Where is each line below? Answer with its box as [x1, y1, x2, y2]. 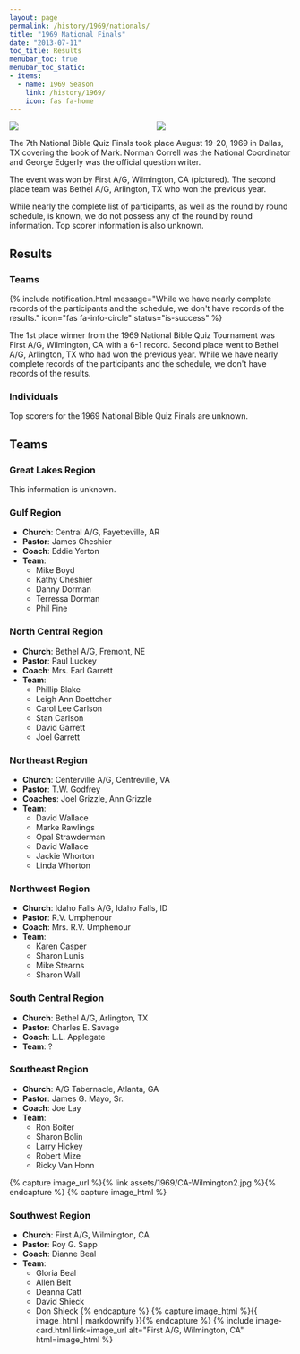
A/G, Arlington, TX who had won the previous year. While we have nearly [9, 349, 279, 360]
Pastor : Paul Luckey [21, 655, 97, 666]
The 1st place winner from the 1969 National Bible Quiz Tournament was [9, 330, 276, 341]
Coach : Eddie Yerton [21, 546, 100, 557]
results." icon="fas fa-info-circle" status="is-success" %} [9, 313, 223, 324]
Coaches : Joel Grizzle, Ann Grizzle [21, 793, 152, 803]
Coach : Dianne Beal [21, 1248, 97, 1260]
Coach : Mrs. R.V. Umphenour [21, 922, 132, 933]
